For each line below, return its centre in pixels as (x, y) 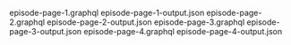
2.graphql (27, 22)
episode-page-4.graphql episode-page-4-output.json (183, 31)
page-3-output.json (46, 31)
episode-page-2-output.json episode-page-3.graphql (146, 22)
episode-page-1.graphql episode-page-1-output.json (107, 13)
